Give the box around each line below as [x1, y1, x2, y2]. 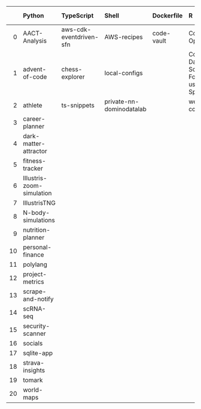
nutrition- [23, 226, 51, 234]
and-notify [23, 295, 54, 303]
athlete [23, 101, 43, 109]
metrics [23, 277, 44, 286]
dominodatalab [104, 105, 147, 113]
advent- [23, 65, 47, 73]
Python [23, 11, 44, 20]
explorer [61, 73, 85, 80]
